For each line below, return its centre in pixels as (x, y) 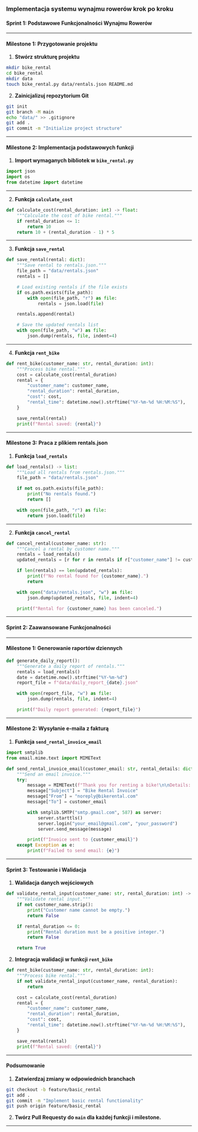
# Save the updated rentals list (58, 325)
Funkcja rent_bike (37, 353)
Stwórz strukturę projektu (47, 57)
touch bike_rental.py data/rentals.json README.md (70, 84)
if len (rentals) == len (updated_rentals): (70, 571)
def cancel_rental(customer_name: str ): (57, 544)
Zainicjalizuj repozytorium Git (52, 95)
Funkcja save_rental (40, 249)
